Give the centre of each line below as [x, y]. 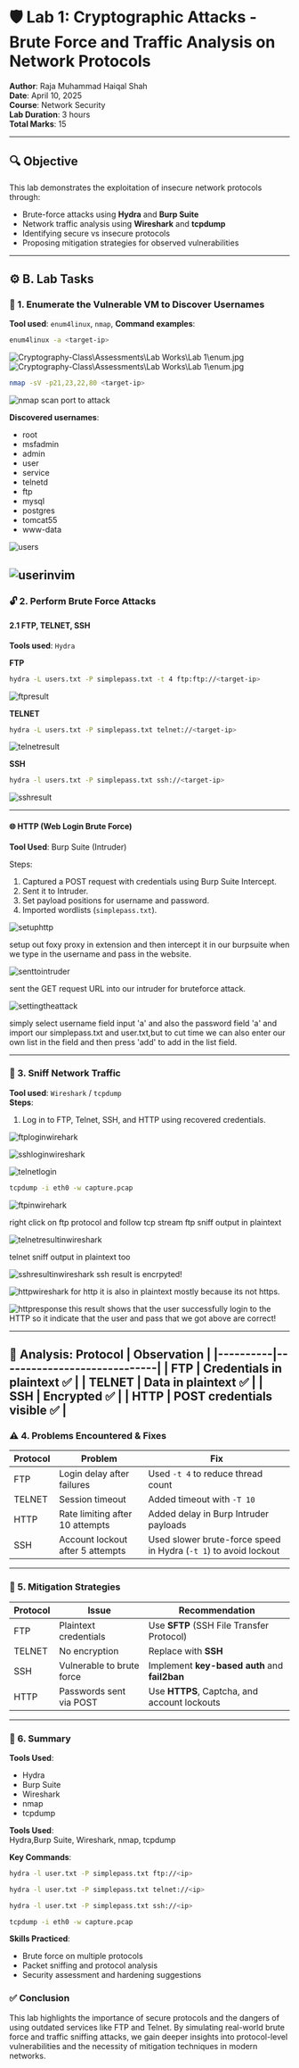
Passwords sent [93, 1690]
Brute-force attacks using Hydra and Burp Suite [110, 214]
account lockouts [184, 1702]
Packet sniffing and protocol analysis [90, 1965]
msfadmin [40, 444]
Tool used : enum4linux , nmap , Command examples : [102, 324]
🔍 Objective [44, 162]
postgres [38, 511]
